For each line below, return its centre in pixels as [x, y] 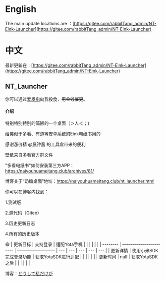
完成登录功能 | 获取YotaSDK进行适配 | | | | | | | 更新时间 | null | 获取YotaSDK [82, 257]
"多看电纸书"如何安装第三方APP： [40, 165]
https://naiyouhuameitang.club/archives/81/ [50, 171]
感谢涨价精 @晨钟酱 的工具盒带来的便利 [45, 144]
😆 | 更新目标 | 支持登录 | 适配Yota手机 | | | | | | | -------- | [63, 244]
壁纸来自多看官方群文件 [29, 155]
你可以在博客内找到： [27, 191]
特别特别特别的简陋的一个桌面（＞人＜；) [47, 123]
